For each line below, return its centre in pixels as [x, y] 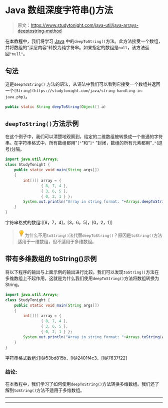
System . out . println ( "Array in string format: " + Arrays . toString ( [93, 337]
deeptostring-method [39, 31]
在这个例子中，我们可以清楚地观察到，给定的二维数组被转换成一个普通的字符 [84, 137]
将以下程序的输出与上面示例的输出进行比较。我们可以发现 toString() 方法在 [82, 272]
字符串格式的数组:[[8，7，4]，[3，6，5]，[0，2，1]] [59, 223]
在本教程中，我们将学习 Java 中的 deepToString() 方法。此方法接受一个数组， [84, 41]
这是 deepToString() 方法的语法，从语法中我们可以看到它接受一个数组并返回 [83, 84]
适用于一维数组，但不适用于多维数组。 [57, 242]
